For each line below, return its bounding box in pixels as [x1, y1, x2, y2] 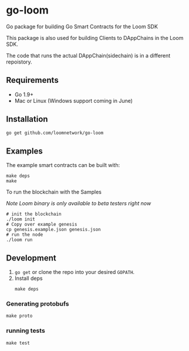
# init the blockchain [6, 211, 62, 218]
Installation [6, 114, 48, 124]
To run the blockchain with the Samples [6, 189, 102, 196]
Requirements [6, 75, 59, 85]
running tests [6, 327, 45, 335]
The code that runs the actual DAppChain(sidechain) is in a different [6, 52, 171, 59]
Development [6, 253, 57, 263]
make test [6, 340, 31, 346]
